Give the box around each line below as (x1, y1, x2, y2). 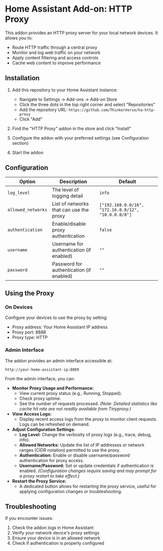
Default (118, 178, 136, 185)
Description (59, 178, 87, 185)
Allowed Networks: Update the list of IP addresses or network (19, 442, 145, 448)
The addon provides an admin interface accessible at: (5, 357, 113, 363)
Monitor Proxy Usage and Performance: (12, 385, 94, 391)
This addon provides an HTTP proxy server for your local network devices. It (5, 30, 158, 36)
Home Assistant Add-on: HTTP (5, 3, 132, 15)
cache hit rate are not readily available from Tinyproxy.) (19, 406, 131, 411)
